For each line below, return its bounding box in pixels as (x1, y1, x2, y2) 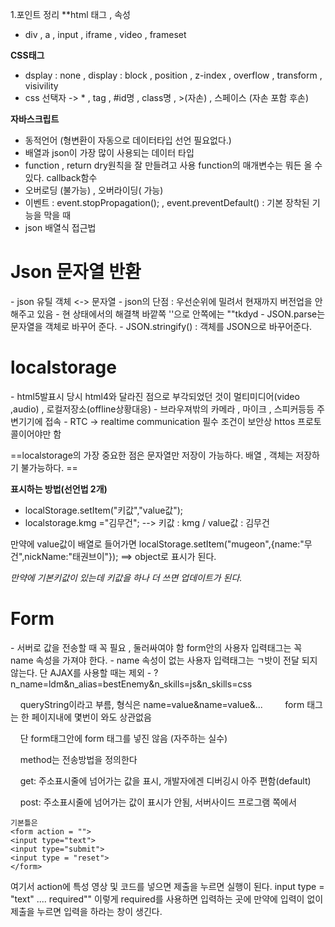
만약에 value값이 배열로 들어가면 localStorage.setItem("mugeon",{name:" (10, 538, 305, 550)
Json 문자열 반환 (10, 261, 142, 283)
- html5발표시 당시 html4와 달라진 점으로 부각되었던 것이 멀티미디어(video (10, 390, 300, 402)
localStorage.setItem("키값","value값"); (24, 504, 184, 516)
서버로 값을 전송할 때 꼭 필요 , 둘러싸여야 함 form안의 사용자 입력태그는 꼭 (16, 641, 303, 653)
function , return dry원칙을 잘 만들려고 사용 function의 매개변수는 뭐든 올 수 (24, 159, 323, 171)
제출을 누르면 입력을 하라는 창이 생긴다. (10, 905, 163, 917)
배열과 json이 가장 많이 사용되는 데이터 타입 (24, 147, 195, 158)
